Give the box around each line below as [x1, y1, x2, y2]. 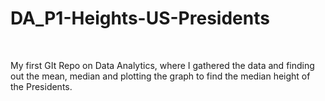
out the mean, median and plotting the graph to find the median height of [10, 70, 311, 82]
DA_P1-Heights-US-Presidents [10, 7, 270, 30]
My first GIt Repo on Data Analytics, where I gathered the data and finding [10, 59, 315, 71]
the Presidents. [10, 80, 73, 92]
